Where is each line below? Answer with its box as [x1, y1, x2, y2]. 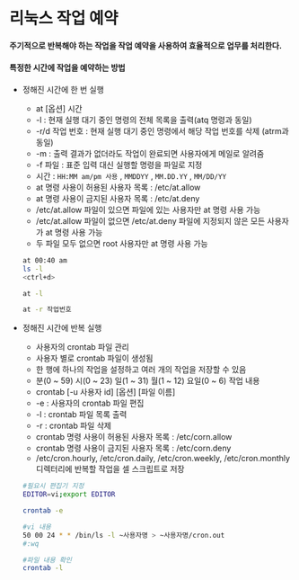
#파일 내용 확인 [22, 555, 72, 565]
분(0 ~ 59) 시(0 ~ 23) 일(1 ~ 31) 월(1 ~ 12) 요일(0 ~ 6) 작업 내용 [35, 375, 260, 387]
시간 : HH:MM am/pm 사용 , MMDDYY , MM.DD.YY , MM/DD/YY [35, 170, 227, 181]
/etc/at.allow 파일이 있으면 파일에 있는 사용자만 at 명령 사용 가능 [35, 204, 261, 215]
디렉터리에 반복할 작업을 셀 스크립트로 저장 [35, 464, 186, 475]
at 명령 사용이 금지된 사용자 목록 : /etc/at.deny [35, 192, 200, 203]
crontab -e [22, 506, 64, 515]
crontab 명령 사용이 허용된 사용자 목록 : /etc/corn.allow [35, 432, 233, 442]
